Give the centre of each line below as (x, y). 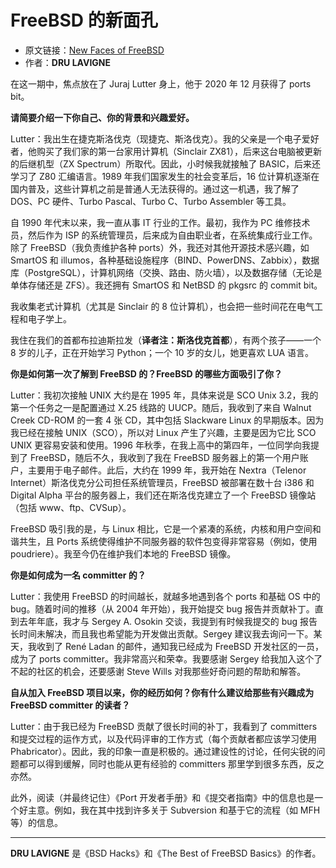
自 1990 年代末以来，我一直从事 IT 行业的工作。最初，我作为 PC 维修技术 (160, 222)
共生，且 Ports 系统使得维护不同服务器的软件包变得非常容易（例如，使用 (168, 541)
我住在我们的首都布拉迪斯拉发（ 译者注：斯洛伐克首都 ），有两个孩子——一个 (166, 340)
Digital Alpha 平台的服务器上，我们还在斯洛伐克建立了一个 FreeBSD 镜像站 (163, 495)
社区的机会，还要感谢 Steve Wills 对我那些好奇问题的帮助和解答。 (171, 671)
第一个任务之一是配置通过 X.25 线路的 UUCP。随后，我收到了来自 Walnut (161, 407)
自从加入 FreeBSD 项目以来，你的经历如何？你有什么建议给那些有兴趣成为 (162, 692)
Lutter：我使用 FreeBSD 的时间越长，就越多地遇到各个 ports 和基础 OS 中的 (165, 596)
